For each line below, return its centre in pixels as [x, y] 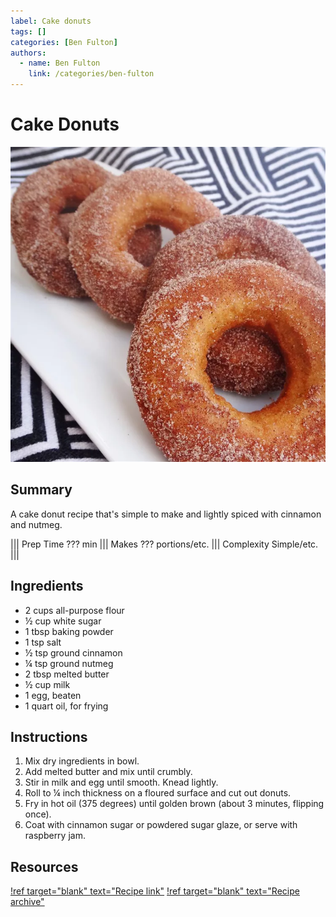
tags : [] [28, 31]
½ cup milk [47, 684]
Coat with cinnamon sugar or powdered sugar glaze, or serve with [161, 825]
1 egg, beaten [53, 695]
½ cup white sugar [63, 621]
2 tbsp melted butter [67, 674]
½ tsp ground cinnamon [73, 652]
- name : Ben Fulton [60, 63]
